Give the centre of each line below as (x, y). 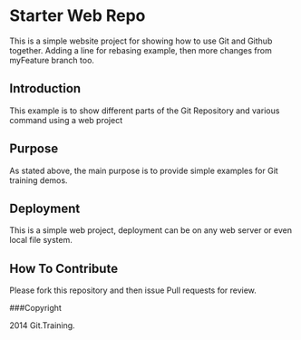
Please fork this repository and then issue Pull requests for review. (133, 290)
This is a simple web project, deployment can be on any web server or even (151, 230)
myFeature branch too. (52, 60)
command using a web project (66, 120)
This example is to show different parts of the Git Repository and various (145, 111)
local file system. (41, 240)
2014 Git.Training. (42, 325)
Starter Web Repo (78, 16)
